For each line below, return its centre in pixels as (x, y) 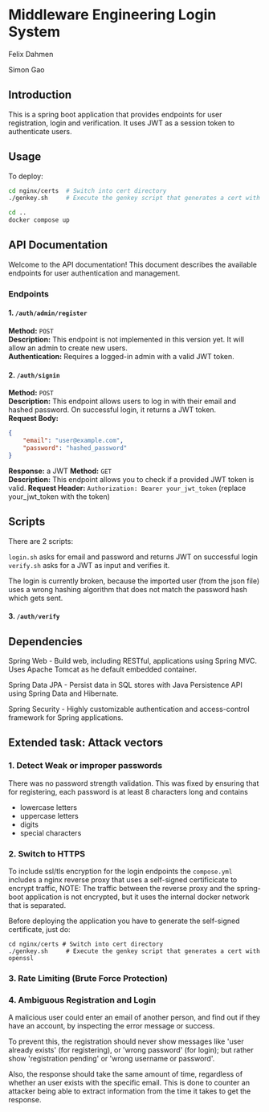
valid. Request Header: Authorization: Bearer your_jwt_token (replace (127, 488)
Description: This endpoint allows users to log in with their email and (122, 401)
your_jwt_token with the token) (59, 497)
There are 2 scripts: (41, 541)
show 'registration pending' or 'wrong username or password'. (112, 1059)
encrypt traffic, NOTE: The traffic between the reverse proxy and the (122, 888)
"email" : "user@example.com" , (73, 441)
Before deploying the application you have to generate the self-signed (124, 921)
